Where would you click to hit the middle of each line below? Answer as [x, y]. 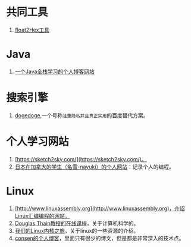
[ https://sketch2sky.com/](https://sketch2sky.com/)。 [81, 159]
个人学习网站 [38, 142]
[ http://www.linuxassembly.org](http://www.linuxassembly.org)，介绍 [100, 208]
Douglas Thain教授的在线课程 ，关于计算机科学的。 [77, 223]
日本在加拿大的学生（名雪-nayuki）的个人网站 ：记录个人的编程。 [94, 167]
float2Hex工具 [32, 30]
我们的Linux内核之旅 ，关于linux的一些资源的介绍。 [77, 230]
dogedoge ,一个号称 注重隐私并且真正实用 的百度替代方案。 [82, 115]
